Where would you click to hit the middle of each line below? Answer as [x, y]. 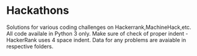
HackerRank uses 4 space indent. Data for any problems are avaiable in [96, 40]
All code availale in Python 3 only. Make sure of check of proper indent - [97, 33]
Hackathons [38, 11]
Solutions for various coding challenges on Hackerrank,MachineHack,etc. [99, 27]
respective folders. [30, 46]
